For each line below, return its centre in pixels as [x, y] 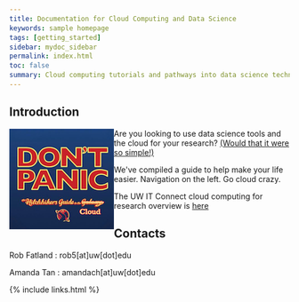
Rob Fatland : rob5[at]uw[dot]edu [70, 255]
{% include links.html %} [54, 290]
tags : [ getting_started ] [55, 37]
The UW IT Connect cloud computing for [189, 196]
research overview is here [162, 205]
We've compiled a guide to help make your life [199, 170]
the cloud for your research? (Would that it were [202, 143]
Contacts [140, 234]
